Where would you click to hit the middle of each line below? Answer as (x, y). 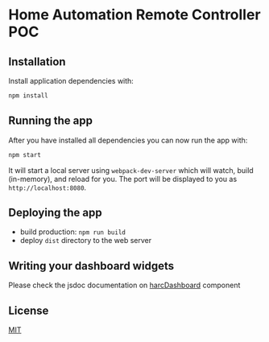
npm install (28, 96)
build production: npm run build (73, 232)
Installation (37, 62)
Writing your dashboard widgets (91, 266)
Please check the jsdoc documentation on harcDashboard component (124, 285)
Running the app (50, 121)
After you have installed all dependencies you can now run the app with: (128, 140)
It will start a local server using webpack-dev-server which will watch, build (131, 170)
